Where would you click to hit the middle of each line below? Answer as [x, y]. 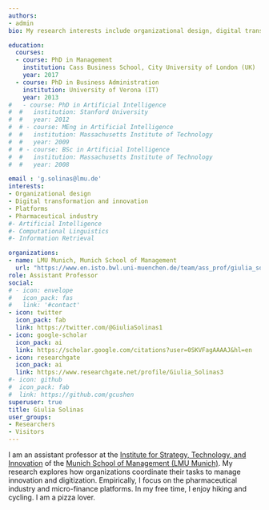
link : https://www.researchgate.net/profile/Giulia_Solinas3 [120, 372]
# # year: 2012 [39, 120]
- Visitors [26, 432]
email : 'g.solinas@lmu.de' [55, 179]
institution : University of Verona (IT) [91, 90]
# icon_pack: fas [41, 297]
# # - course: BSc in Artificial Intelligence [89, 149]
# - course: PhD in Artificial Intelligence [87, 105]
